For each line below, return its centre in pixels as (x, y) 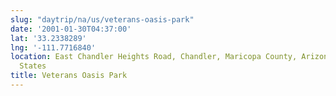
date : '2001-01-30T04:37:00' (71, 29)
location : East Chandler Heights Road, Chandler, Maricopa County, (154, 57)
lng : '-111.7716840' (53, 47)
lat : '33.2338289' (48, 38)
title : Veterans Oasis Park (69, 76)
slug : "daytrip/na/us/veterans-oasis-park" (102, 19)
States (33, 66)
